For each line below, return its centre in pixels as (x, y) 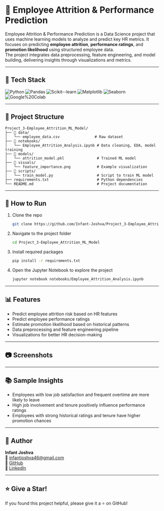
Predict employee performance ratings (51, 319)
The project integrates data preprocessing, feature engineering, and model (80, 55)
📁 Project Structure (35, 117)
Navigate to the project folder (42, 233)
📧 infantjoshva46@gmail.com (35, 458)
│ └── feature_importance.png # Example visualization (76, 167)
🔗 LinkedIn (16, 468)
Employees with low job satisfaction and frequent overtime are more (81, 395)
